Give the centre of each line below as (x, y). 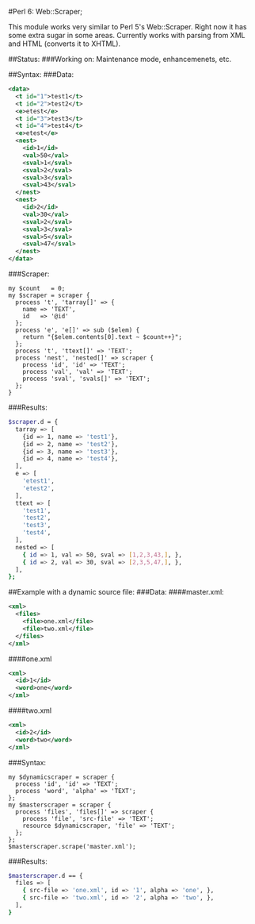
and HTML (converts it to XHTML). (65, 44)
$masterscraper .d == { (46, 876)
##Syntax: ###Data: (41, 74)
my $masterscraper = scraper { (60, 805)
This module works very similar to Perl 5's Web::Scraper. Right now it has (127, 27)
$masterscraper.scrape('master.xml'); (72, 846)
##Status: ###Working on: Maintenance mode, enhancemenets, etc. (120, 59)
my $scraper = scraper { (49, 295)
